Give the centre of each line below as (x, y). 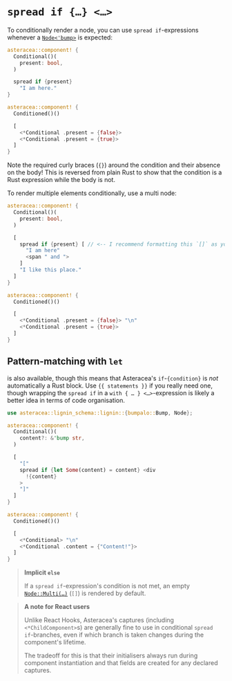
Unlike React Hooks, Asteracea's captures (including (99, 620)
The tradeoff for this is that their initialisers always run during (111, 655)
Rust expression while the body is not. (61, 180)
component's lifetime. (55, 642)
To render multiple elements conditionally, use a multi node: (92, 193)
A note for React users (57, 607)
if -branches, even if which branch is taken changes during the (114, 635)
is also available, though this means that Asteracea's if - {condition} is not (113, 378)
